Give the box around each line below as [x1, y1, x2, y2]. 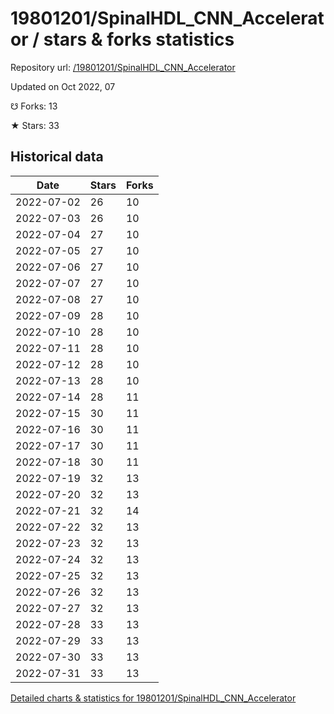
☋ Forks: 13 [10, 100, 58, 112]
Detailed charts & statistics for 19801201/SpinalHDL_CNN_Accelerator [10, 692, 297, 704]
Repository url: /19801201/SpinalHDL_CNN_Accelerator [10, 61, 236, 73]
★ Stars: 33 [10, 119, 60, 131]
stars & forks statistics [43, 28, 235, 51]
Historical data [10, 148, 104, 166]
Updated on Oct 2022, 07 [10, 80, 116, 92]
